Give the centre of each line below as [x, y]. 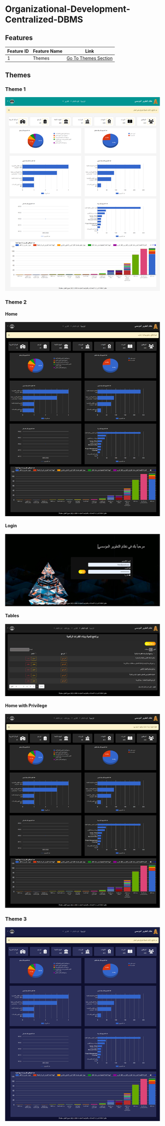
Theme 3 [16, 919]
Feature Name [48, 51]
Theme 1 [15, 89]
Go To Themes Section [90, 58]
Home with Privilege [26, 705]
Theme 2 [16, 302]
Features [19, 38]
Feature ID [18, 51]
